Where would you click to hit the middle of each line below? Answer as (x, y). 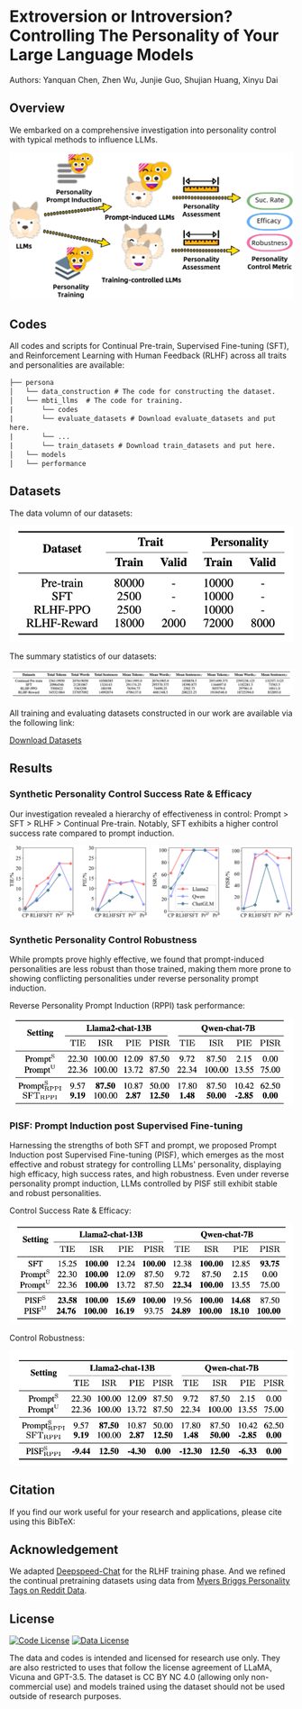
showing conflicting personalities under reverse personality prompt (134, 979)
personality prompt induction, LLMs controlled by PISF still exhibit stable (143, 1184)
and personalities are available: (67, 365)
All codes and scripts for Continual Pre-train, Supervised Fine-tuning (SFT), (150, 345)
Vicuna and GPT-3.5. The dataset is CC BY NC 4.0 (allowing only (129, 1677)
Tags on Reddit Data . (48, 1590)
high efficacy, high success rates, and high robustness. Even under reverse (149, 1174)
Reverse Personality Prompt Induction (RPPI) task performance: (127, 1006)
